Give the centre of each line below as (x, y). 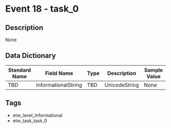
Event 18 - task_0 (42, 9)
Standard (20, 70)
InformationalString (59, 85)
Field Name (59, 73)
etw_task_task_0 (30, 120)
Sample (154, 70)
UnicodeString (121, 85)
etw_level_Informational (37, 115)
